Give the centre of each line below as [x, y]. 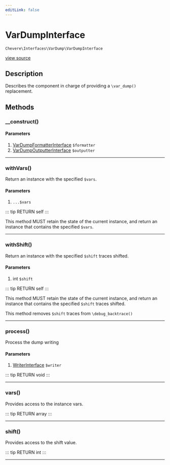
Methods [20, 107]
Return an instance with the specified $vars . [51, 179]
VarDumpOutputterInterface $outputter [54, 150]
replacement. [19, 91]
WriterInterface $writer [37, 365]
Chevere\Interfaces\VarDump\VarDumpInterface [54, 49]
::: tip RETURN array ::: [29, 413]
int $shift [23, 278]
